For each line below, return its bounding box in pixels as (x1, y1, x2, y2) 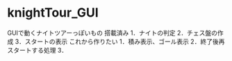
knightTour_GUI (7, 5, 99, 21)
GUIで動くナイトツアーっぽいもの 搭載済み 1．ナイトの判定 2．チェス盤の (7, 28, 217, 37)
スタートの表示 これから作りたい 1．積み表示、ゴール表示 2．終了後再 (24, 37, 225, 46)
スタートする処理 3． (7, 46, 68, 54)
